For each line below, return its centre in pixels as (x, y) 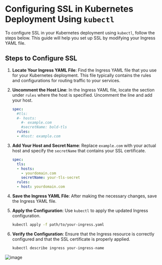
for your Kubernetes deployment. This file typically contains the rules (81, 75)
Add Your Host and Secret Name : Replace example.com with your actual (84, 145)
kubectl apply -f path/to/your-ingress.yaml (58, 225)
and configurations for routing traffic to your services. (66, 80)
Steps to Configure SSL (41, 59)
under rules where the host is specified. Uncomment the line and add (82, 95)
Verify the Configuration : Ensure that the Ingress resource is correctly (83, 234)
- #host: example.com (39, 136)
